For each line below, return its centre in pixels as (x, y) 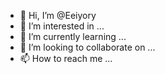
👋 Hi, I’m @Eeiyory (58, 15)
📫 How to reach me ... (66, 58)
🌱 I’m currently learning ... (73, 36)
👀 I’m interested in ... (62, 26)
